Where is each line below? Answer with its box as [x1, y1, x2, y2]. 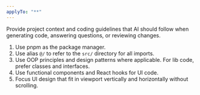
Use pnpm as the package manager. [15, 43, 106, 51]
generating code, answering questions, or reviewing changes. [6, 31, 161, 39]
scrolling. [15, 82, 38, 89]
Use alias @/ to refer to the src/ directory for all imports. [15, 49, 155, 57]
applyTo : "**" [6, 8, 42, 15]
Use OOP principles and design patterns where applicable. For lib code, [15, 56, 194, 63]
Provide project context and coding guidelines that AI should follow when [6, 25, 189, 32]
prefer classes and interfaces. [15, 63, 90, 70]
